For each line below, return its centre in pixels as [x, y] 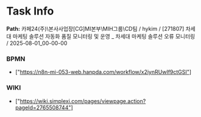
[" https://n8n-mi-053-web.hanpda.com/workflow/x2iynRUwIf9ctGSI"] [103, 72]
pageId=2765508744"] [44, 107]
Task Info [30, 11]
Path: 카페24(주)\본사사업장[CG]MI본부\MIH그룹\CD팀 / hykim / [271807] [95, 28]
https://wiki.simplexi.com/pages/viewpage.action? [83, 101]
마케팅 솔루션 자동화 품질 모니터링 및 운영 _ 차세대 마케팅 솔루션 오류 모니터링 [104, 36]
